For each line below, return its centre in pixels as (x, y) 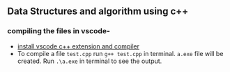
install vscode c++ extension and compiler (78, 46)
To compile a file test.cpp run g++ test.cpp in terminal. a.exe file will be (120, 53)
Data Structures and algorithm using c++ (98, 11)
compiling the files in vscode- (59, 31)
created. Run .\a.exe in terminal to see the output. (90, 61)
